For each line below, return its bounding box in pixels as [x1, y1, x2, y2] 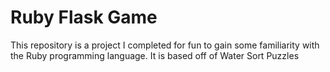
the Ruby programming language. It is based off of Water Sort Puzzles [10, 49, 300, 61]
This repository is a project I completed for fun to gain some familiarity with [10, 39, 320, 51]
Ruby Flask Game [10, 6, 158, 29]
